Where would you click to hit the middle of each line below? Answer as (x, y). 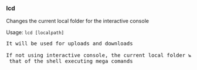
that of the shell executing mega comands (71, 61)
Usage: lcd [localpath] (35, 32)
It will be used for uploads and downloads (69, 44)
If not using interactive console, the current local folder (96, 55)
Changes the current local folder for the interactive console (78, 21)
